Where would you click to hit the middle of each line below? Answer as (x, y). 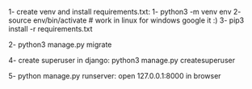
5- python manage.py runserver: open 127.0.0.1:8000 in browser (115, 76)
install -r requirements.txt (50, 29)
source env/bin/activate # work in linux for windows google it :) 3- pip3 (126, 20)
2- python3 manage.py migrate (60, 44)
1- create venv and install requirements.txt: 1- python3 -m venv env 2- (125, 12)
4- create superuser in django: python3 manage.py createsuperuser (122, 60)
